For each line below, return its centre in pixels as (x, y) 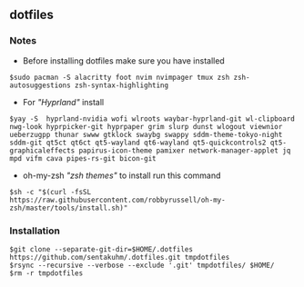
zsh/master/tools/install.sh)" (69, 208)
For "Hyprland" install (63, 102)
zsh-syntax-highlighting (122, 85)
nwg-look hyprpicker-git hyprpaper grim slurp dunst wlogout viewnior (146, 126)
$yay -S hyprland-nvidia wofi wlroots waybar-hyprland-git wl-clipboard (152, 119)
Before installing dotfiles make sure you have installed (123, 60)
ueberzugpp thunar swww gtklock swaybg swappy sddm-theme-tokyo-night (146, 134)
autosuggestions (40, 85)
